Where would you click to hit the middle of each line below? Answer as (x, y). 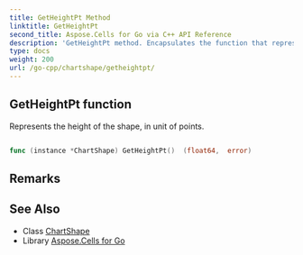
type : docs (30, 51)
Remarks (35, 178)
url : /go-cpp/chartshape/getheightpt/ (82, 68)
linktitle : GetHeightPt (54, 26)
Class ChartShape (56, 231)
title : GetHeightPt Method (60, 18)
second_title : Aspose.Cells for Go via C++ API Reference (120, 34)
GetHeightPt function (71, 105)
